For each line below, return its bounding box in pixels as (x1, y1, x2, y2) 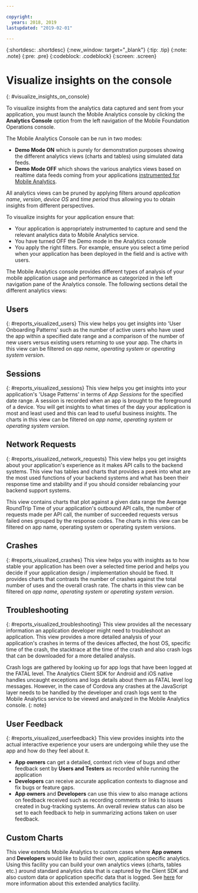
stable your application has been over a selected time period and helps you (6, 563, 189, 570)
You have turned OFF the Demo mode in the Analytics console (14, 238, 167, 245)
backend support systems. (6, 487, 72, 494)
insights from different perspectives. (6, 202, 95, 209)
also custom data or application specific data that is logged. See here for (6, 873, 183, 881)
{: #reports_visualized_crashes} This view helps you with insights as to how (6, 556, 190, 564)
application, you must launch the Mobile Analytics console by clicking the (6, 111, 185, 118)
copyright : (6, 14, 33, 20)
